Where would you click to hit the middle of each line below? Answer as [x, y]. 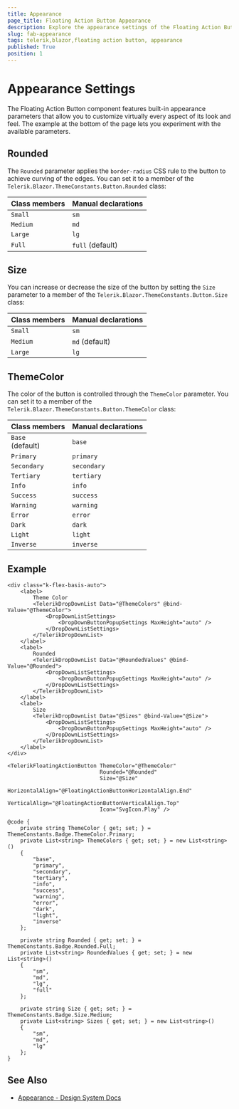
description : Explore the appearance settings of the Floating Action [114, 27]
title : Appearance [34, 14]
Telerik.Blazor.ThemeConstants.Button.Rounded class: [87, 186]
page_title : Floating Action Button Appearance [79, 21]
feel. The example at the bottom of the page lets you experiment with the [114, 123]
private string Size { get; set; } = [76, 1009]
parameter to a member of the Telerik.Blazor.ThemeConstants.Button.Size [118, 295]
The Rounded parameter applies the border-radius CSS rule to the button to [117, 171]
